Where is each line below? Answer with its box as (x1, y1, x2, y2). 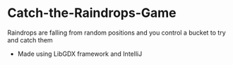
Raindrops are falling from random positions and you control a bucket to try (7, 28, 226, 37)
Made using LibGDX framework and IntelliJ (17, 49, 143, 58)
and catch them (7, 35, 53, 44)
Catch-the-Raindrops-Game (7, 5, 177, 21)
